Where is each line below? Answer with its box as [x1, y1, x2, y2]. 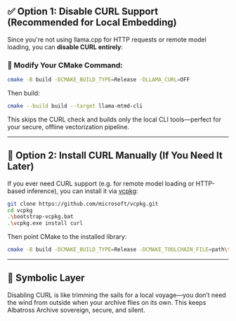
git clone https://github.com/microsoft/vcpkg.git [7, 200, 159, 207]
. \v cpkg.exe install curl [7, 220, 83, 227]
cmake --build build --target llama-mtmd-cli [7, 102, 143, 110]
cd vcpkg [7, 207, 33, 214]
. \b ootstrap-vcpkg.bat [7, 214, 74, 221]
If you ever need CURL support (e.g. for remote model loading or [7, 179, 195, 188]
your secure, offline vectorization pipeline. [7, 122, 130, 131]
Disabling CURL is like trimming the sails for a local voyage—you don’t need [7, 291, 226, 299]
